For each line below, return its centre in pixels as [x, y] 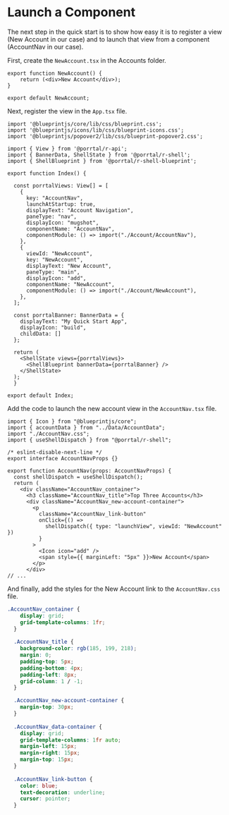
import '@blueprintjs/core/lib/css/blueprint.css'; [85, 124]
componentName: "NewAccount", [70, 284]
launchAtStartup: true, [61, 204]
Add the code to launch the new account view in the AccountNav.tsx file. [112, 408]
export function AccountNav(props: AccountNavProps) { [89, 471]
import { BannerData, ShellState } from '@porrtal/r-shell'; [99, 155]
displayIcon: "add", [56, 278]
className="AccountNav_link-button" [92, 514]
